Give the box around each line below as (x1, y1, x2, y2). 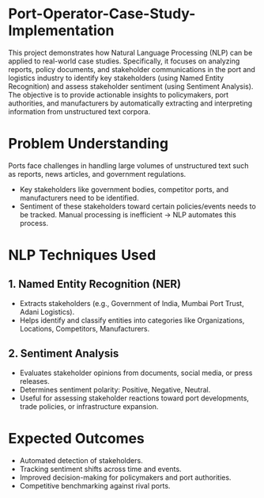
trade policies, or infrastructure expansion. (19, 401, 159, 411)
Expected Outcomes (8, 429, 145, 447)
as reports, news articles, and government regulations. (8, 169, 187, 178)
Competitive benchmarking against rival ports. (19, 481, 171, 490)
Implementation (8, 21, 115, 40)
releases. (19, 376, 50, 385)
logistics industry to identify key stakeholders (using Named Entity (8, 73, 224, 82)
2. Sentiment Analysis (8, 347, 119, 361)
